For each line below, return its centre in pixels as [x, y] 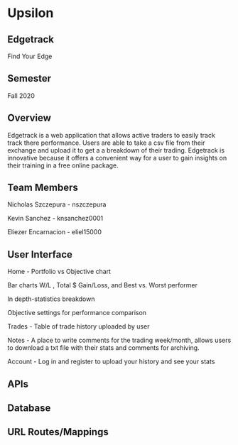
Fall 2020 [21, 95]
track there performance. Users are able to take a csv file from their [106, 143]
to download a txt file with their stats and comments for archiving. [104, 348]
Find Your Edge [30, 56]
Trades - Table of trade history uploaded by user [79, 326]
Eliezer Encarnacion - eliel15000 [54, 232]
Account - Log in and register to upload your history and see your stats [111, 362]
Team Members [43, 188]
